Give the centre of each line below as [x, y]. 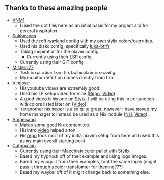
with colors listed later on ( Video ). [54, 104]
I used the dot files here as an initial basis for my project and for [84, 25]
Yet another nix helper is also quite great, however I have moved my [88, 109]
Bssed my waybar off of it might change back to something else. [85, 172]
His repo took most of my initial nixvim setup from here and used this [89, 135]
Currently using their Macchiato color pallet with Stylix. [75, 151]
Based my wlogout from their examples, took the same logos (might [88, 161]
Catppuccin [24, 145]
